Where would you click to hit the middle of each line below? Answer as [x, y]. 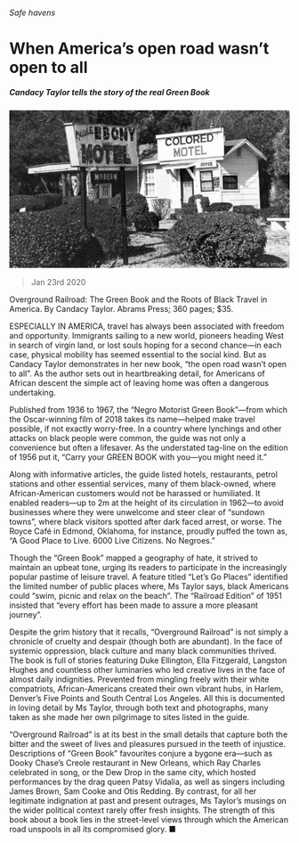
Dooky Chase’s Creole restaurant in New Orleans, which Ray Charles [135, 763]
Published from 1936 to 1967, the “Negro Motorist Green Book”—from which [148, 410]
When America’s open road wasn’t [139, 48]
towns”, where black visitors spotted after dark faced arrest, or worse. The [145, 522]
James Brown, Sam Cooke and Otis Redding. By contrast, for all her [133, 791]
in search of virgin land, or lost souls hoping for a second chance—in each [145, 345]
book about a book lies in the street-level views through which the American [149, 820]
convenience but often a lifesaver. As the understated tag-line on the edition [149, 448]
